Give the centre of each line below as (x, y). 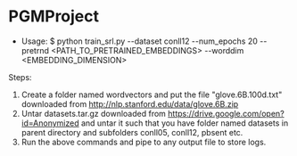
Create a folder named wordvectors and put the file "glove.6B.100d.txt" (152, 94)
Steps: (20, 77)
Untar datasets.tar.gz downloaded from (94, 113)
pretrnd (35, 50)
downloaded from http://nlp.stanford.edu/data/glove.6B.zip (130, 103)
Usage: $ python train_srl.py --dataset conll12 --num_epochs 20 (139, 41)
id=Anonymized (50, 123)
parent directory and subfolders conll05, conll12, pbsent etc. (132, 132)
